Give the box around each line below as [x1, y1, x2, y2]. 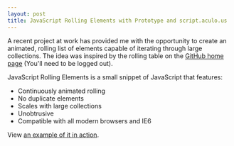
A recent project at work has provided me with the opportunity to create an [7, 36, 227, 45]
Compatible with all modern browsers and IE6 [17, 116, 151, 125]
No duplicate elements [17, 94, 84, 103]
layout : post [7, 10, 46, 18]
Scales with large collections [17, 101, 102, 110]
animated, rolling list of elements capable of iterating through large [7, 44, 203, 52]
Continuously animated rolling [17, 86, 105, 95]
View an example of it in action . [7, 130, 100, 139]
